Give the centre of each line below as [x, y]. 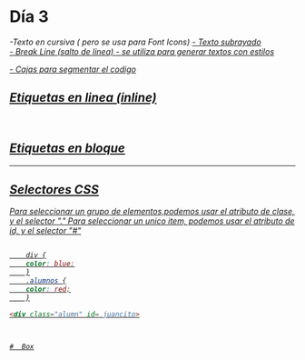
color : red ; [48, 289]
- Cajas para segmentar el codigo [73, 69]
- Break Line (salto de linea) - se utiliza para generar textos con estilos [142, 51]
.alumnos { [46, 281]
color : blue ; [50, 264]
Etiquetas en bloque [67, 149]
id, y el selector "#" [45, 231]
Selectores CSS [54, 190]
